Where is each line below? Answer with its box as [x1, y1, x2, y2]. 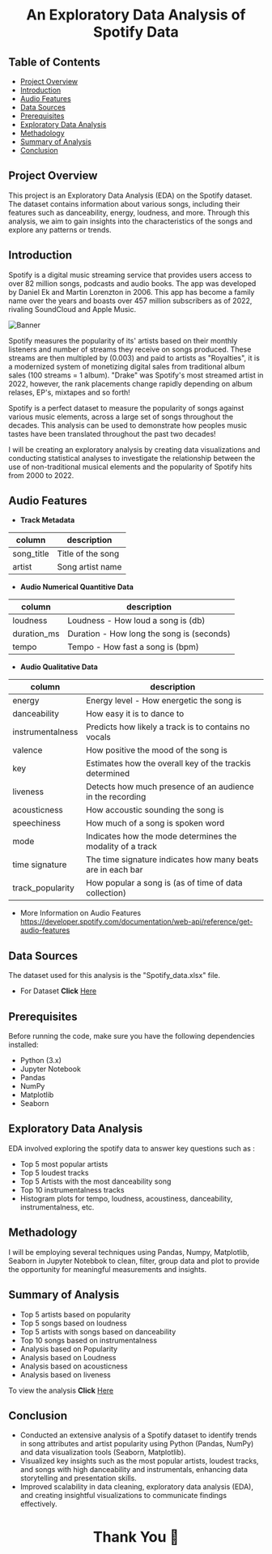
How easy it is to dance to [86, 708, 185, 719]
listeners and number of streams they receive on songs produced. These [8, 344, 252, 354]
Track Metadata [19, 515, 75, 525]
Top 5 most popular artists [19, 1159, 108, 1168]
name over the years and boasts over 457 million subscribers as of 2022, [8, 296, 253, 305]
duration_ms [12, 628, 60, 639]
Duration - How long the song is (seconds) [67, 628, 231, 639]
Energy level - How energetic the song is [86, 695, 242, 707]
